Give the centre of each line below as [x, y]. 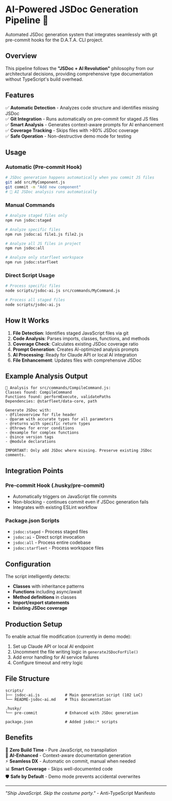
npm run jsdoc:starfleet [32, 262]
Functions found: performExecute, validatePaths [58, 397]
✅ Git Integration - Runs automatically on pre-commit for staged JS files [82, 119]
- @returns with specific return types [48, 424]
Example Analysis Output [47, 376]
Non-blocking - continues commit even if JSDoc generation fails [81, 502]
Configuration [28, 564]
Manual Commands [30, 205]
